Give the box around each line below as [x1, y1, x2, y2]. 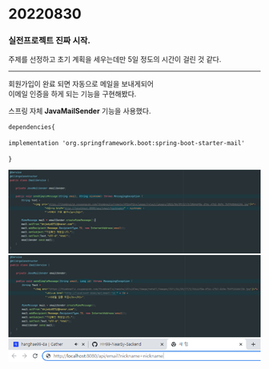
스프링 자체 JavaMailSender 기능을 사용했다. [8, 106, 151, 116]
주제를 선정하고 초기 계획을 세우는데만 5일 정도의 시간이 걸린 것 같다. [8, 55, 222, 64]
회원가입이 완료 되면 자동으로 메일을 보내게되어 [8, 79, 155, 89]
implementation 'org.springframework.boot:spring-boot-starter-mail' [8, 140, 246, 148]
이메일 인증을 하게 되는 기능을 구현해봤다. [8, 89, 137, 99]
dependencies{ [8, 124, 56, 132]
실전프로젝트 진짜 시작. [8, 35, 90, 47]
